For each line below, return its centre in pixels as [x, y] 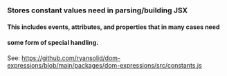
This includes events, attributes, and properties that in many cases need [113, 27]
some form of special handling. [53, 43]
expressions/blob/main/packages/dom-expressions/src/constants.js [105, 65]
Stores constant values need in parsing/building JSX [98, 10]
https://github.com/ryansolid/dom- [71, 58]
